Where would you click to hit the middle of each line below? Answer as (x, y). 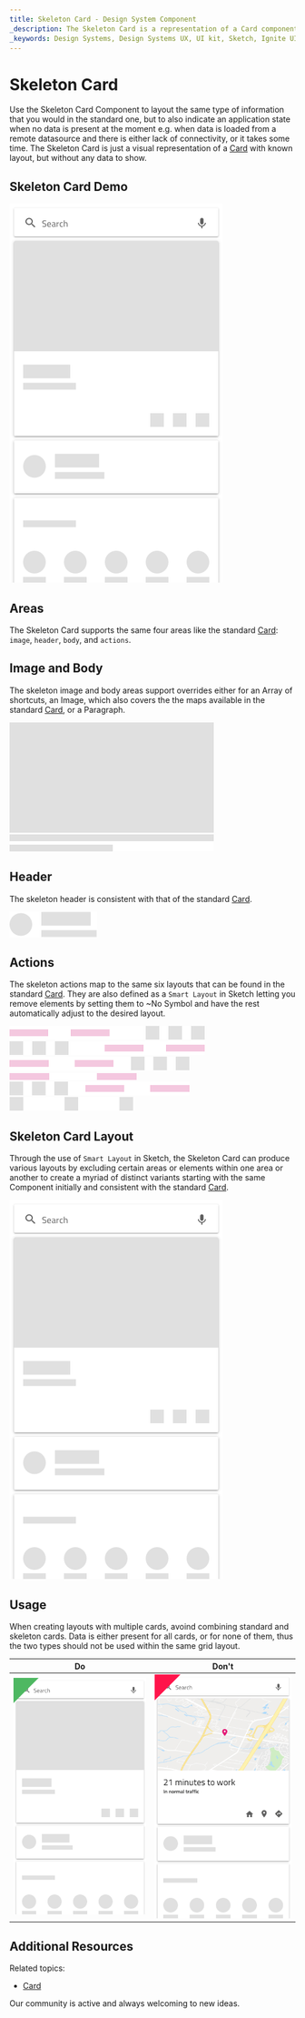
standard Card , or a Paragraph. (67, 709)
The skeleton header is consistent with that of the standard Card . (131, 899)
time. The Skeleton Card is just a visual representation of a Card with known (151, 148)
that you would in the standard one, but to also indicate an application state (150, 119)
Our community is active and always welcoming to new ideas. (125, 2003)
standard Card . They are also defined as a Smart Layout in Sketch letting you (152, 994)
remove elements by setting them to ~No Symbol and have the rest (135, 1004)
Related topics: (37, 1968)
